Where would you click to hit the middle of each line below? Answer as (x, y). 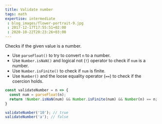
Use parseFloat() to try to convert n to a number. (61, 55)
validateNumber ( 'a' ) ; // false (37, 117)
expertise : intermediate (30, 18)
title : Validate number (29, 9)
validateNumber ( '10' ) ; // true (37, 112)
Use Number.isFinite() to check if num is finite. (59, 71)
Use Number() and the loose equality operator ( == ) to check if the (77, 76)
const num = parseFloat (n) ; (38, 95)
